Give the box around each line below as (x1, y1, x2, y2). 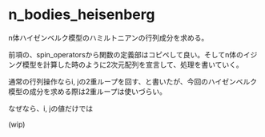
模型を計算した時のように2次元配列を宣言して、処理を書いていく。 (22, 60, 243, 69)
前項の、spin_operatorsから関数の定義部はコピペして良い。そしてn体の (8, 49, 244, 59)
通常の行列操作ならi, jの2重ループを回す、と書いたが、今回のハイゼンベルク (8, 76, 258, 86)
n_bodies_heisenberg (8, 6, 155, 24)
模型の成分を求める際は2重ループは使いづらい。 (8, 86, 167, 96)
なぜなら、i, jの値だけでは (8, 104, 94, 113)
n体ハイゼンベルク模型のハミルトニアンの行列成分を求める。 (8, 33, 209, 42)
